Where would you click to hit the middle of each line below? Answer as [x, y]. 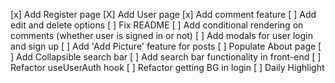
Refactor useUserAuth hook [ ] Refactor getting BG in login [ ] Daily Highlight [167, 67]
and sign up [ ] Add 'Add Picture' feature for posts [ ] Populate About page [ [166, 46]
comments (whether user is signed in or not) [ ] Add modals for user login [161, 35]
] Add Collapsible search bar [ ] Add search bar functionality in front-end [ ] [166, 57]
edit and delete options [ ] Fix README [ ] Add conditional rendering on [157, 25]
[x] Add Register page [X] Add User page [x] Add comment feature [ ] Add [163, 14]
